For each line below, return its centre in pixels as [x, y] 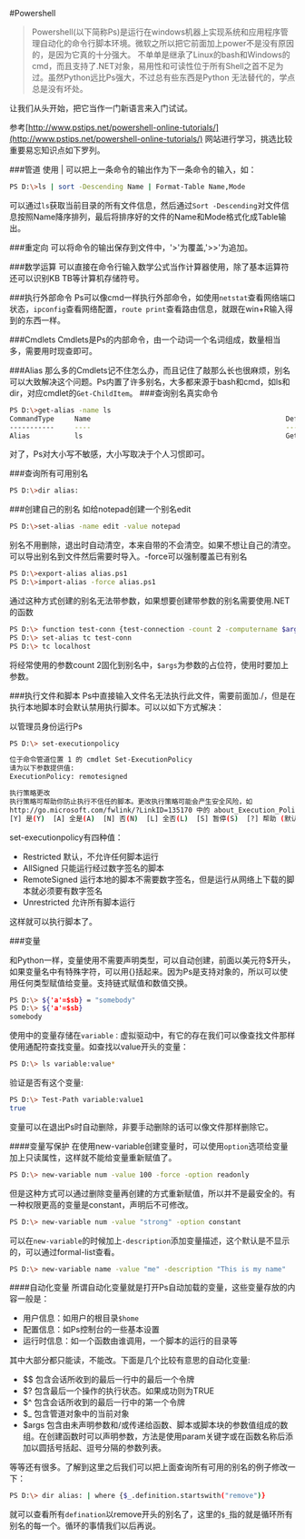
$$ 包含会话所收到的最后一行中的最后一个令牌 [108, 1380]
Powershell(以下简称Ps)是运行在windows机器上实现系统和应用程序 [156, 32]
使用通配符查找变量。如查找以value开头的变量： [99, 1047]
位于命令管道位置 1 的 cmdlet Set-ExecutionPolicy [101, 760]
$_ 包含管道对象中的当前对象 [76, 1413]
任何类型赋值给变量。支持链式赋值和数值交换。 [104, 983]
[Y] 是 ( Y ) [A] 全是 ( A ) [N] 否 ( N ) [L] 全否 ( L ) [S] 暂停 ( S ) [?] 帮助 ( [147, 818]
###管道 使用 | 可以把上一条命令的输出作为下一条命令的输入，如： [133, 169]
